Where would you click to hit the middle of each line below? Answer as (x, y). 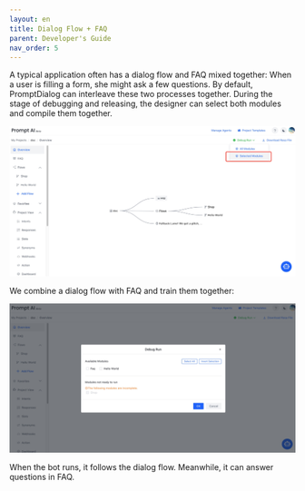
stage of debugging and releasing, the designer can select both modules (145, 103)
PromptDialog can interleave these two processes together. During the (141, 94)
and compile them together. (61, 113)
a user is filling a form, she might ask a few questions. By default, (131, 84)
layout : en (30, 19)
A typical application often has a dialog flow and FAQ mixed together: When (151, 75)
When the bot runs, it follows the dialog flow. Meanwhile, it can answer (142, 467)
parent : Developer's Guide (60, 38)
